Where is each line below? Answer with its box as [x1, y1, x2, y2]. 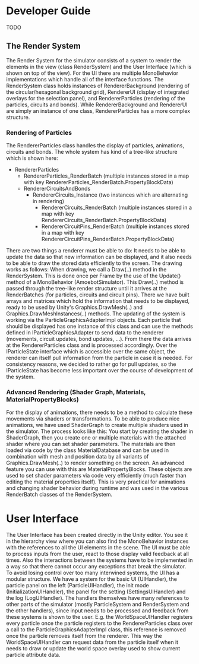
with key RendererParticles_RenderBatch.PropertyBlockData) [23, 179, 173, 186]
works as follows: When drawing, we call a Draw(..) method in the [6, 266, 167, 273]
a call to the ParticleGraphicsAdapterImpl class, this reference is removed [6, 626, 186, 633]
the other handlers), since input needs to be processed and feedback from [6, 607, 189, 614]
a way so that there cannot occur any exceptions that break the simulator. [6, 563, 187, 570]
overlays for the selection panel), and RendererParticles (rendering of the [6, 94, 185, 102]
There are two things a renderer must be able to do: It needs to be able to [6, 247, 186, 254]
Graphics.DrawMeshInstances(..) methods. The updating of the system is [6, 310, 186, 317]
